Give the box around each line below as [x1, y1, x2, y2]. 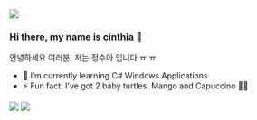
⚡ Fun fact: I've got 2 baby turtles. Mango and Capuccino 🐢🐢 [22, 80, 249, 91]
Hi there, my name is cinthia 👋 [9, 31, 143, 43]
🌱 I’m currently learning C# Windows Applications [22, 70, 208, 81]
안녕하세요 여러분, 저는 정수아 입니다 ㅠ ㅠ [9, 52, 157, 63]
